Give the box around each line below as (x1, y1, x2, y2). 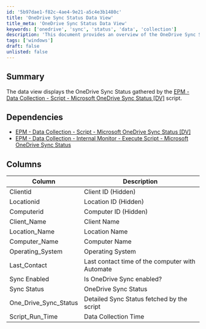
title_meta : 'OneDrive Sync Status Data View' (6, 20, 128, 26)
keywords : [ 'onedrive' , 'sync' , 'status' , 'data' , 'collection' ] (6, 26, 177, 32)
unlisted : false (6, 49, 48, 55)
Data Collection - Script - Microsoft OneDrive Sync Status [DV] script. (6, 94, 182, 102)
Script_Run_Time (9, 312, 58, 321)
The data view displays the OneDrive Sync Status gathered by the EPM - (6, 88, 190, 95)
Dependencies (6, 112, 63, 123)
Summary (6, 72, 45, 82)
